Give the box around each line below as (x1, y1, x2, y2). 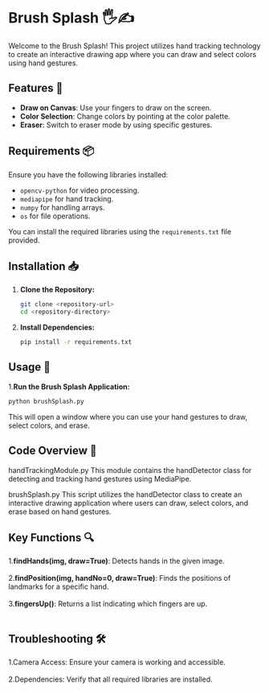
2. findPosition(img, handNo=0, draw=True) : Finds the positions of (8, 574, 231, 583)
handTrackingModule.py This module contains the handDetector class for (8, 465, 252, 474)
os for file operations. (19, 211, 91, 221)
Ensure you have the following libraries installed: (8, 169, 169, 180)
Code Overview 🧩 (8, 444, 98, 458)
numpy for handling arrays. (19, 202, 106, 212)
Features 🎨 (8, 81, 63, 95)
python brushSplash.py (8, 397, 84, 405)
